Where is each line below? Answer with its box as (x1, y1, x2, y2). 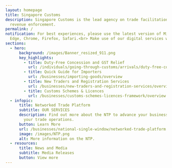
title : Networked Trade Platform (18, 103, 91, 108)
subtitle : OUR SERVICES (18, 108, 70, 113)
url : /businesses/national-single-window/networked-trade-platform (18, 127, 166, 132)
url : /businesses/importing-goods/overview (28, 74, 123, 79)
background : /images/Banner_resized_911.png (18, 50, 116, 55)
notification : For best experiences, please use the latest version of (5, 31, 161, 36)
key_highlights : (18, 55, 54, 60)
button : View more (18, 155, 58, 160)
